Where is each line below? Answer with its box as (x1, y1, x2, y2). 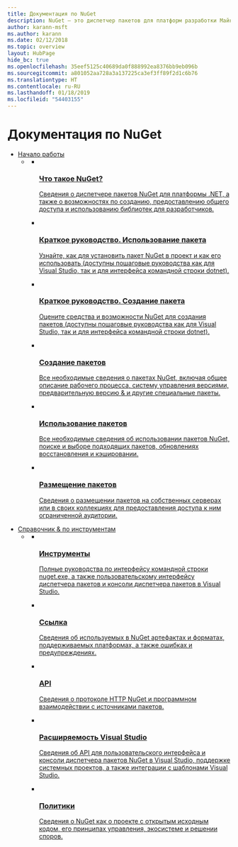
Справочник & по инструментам (17, 525, 116, 533)
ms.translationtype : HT (7, 76, 78, 84)
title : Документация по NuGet (7, 10, 97, 18)
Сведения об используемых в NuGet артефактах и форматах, (38, 633, 225, 642)
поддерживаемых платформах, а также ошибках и (38, 641, 193, 649)
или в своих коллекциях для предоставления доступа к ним (38, 504, 222, 512)
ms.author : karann (7, 30, 62, 38)
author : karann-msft (7, 23, 69, 30)
